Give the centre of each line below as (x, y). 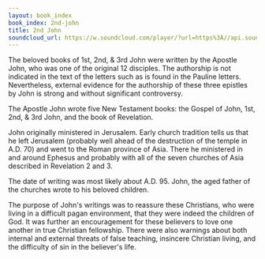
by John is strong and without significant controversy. (95, 94)
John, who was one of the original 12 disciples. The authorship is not (119, 69)
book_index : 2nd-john (44, 23)
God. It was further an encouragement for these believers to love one (121, 222)
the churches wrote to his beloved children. (79, 190)
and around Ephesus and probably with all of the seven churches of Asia (126, 158)
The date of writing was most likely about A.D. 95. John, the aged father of (129, 182)
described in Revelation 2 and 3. (60, 166)
